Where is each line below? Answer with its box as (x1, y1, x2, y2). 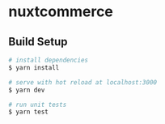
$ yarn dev (8, 86, 45, 94)
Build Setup (8, 35, 68, 49)
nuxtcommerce (8, 2, 113, 21)
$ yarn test (8, 108, 49, 116)
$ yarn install (8, 63, 60, 71)
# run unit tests (8, 100, 67, 109)
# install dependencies (8, 56, 89, 64)
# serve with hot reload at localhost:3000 (8, 78, 158, 87)
